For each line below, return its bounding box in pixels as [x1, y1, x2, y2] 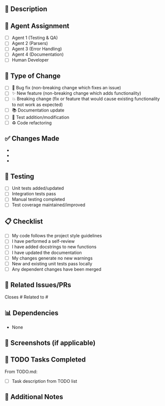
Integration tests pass [11, 191, 56, 197]
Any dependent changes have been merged [11, 266, 102, 272]
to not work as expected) [11, 102, 63, 108]
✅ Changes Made [4, 134, 60, 143]
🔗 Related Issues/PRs [4, 281, 71, 289]
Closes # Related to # [4, 294, 48, 300]
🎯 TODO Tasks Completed [4, 356, 86, 364]
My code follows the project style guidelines [11, 233, 102, 239]
